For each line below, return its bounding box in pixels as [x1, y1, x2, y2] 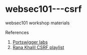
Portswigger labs [12, 39, 48, 45]
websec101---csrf [5, 3, 82, 15]
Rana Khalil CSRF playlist [12, 44, 64, 50]
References [5, 29, 29, 35]
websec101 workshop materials [5, 20, 70, 26]
